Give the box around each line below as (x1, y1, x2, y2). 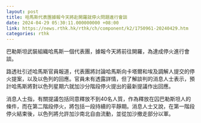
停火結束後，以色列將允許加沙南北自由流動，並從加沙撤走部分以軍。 (6, 111, 174, 118)
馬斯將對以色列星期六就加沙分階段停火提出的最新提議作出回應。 (16, 83, 174, 90)
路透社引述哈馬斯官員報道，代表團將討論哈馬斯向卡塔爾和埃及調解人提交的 (6, 68, 190, 75)
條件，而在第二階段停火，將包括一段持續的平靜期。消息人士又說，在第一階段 (6, 103, 195, 110)
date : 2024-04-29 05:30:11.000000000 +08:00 (6, 20, 119, 26)
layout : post (6, 8, 39, 15)
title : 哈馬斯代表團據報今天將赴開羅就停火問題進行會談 (6, 14, 127, 20)
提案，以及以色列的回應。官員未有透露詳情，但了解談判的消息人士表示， (11, 75, 190, 83)
